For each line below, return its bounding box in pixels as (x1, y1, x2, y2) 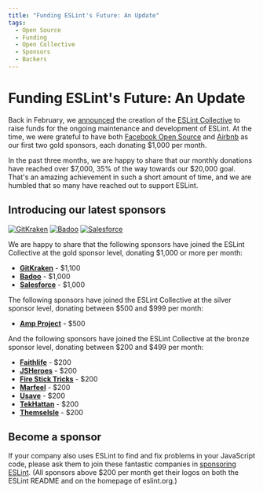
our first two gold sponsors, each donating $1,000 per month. (8, 140, 207, 149)
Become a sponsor (8, 430, 102, 444)
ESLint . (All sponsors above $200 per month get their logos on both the (8, 468, 239, 477)
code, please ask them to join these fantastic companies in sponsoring (8, 459, 237, 469)
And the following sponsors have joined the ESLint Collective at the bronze (8, 333, 250, 343)
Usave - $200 (19, 391, 65, 400)
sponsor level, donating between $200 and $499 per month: (8, 342, 204, 351)
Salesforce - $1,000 (19, 280, 86, 289)
